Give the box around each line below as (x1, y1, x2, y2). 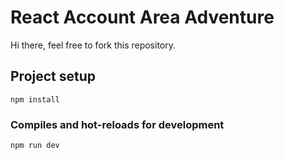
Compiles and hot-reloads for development (10, 117, 225, 131)
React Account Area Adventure (10, 6, 275, 29)
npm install (10, 94, 60, 105)
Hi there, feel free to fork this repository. (10, 39, 177, 51)
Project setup (10, 68, 97, 85)
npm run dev (10, 141, 60, 151)
